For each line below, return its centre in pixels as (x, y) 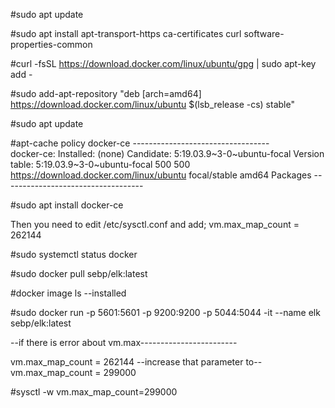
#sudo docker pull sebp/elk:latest (79, 273)
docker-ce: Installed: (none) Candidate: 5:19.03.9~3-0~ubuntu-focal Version (167, 153)
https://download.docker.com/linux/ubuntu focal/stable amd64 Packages (161, 175)
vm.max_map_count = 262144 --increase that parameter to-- (136, 362)
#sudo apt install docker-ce (67, 205)
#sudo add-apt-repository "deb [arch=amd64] (106, 93)
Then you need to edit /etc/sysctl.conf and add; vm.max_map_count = (155, 224)
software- (264, 33)
